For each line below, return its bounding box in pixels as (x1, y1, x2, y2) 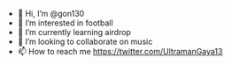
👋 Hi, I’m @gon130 (17, 9, 85, 18)
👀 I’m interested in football (17, 18, 113, 28)
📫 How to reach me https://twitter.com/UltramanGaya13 (17, 47, 223, 56)
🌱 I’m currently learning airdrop (17, 27, 131, 37)
